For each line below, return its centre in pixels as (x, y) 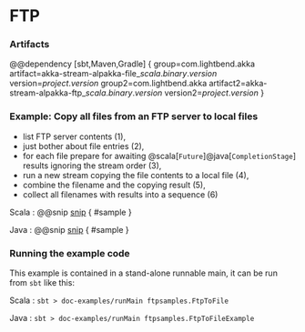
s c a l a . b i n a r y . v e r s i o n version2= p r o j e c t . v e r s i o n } (175, 93)
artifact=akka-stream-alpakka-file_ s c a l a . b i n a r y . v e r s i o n (113, 74)
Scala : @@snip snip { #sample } (71, 212)
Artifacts (30, 45)
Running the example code (70, 253)
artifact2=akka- (238, 84)
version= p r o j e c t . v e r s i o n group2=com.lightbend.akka (108, 84)
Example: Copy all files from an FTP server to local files (134, 116)
